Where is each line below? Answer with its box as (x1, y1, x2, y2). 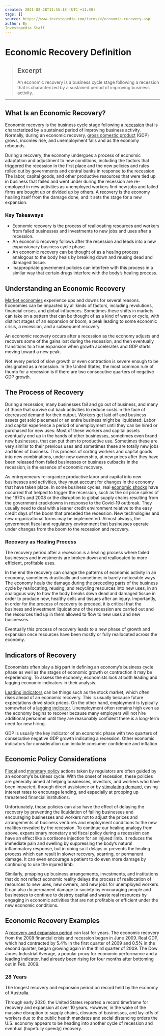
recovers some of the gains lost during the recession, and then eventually (5, 338, 154, 344)
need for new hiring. (5, 720, 46, 727)
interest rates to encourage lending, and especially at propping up (5, 789, 139, 795)
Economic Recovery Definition (5, 47, 132, 58)
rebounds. (5, 142, 26, 148)
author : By (5, 21, 27, 26)
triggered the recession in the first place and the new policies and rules (5, 163, 149, 168)
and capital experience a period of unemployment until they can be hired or (5, 422, 158, 428)
